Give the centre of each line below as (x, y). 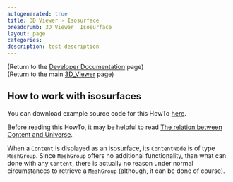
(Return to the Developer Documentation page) (76, 67)
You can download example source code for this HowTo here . (97, 113)
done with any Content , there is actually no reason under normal (100, 163)
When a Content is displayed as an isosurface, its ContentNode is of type (111, 148)
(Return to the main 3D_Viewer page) (61, 74)
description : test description (53, 47)
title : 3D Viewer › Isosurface (53, 20)
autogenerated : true (38, 14)
